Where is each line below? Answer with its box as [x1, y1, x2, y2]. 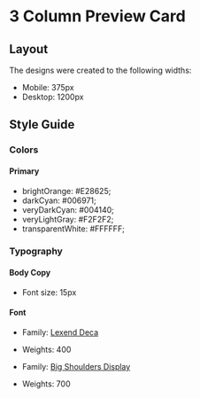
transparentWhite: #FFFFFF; [21, 223, 126, 234]
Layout [9, 42, 49, 57]
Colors [9, 144, 39, 156]
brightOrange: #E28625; [21, 185, 112, 196]
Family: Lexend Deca [21, 326, 99, 338]
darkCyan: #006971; [21, 195, 96, 206]
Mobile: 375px [21, 82, 74, 92]
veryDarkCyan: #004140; [21, 204, 115, 215]
